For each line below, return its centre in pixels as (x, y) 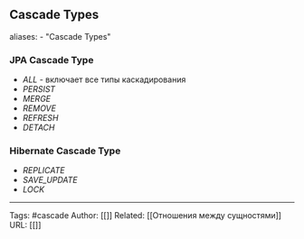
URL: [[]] (25, 225)
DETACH (38, 128)
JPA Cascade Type (52, 60)
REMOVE (39, 108)
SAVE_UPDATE (50, 180)
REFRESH (40, 118)
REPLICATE (43, 170)
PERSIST (39, 89)
